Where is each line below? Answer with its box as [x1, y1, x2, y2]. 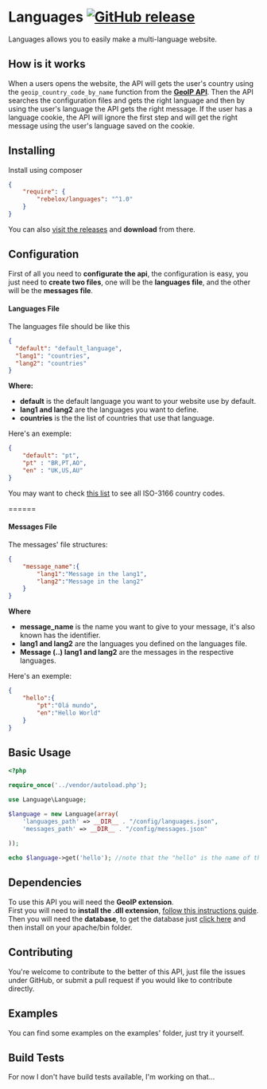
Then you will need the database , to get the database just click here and [8, 914, 246, 923]
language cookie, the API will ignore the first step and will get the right [8, 112, 238, 122]
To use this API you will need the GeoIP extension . [8, 897, 174, 907]
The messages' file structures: [8, 539, 108, 549]
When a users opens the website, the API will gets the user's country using [8, 78, 254, 88]
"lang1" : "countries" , [15, 351, 91, 360]
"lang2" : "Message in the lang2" [37, 578, 145, 586]
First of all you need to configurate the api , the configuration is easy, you [8, 268, 249, 278]
